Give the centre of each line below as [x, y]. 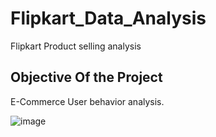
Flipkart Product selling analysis [76, 46]
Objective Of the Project [86, 77]
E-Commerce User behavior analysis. [87, 101]
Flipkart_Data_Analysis [108, 18]
